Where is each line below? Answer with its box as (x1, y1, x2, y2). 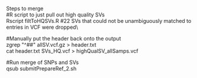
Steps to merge (6, 5, 44, 12)
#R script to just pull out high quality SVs (6, 11, 105, 18)
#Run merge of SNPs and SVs (6, 59, 79, 66)
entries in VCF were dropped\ (6, 23, 78, 30)
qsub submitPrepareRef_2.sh (6, 65, 77, 72)
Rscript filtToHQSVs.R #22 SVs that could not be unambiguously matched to (6, 18, 192, 24)
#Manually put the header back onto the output (6, 35, 121, 42)
